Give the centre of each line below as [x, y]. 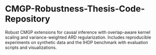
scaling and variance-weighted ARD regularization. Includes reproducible [78, 37]
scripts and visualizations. [31, 47]
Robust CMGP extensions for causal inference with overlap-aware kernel [78, 32]
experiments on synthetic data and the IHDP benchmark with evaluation [77, 42]
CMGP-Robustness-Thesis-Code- [75, 9]
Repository [28, 19]
